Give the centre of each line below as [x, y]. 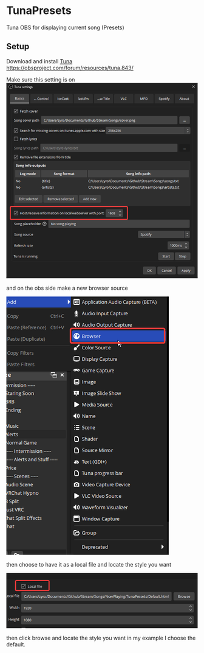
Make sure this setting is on [41, 79]
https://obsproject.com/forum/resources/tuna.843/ [70, 68]
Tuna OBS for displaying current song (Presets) [65, 27]
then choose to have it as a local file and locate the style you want [89, 564]
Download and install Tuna [39, 61]
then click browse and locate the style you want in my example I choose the [101, 638]
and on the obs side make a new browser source [67, 288]
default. [16, 644]
